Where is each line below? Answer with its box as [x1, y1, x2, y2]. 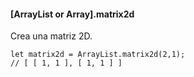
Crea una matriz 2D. [10, 30, 93, 42]
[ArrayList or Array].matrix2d [10, 8, 135, 20]
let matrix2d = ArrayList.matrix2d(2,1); [10, 50, 186, 60]
